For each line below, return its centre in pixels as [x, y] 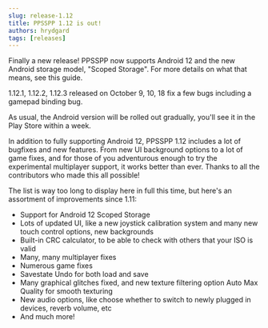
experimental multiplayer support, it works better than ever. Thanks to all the [134, 167]
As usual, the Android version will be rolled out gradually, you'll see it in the [132, 118]
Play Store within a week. [50, 126]
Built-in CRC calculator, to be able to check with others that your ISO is [136, 240]
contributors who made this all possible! [74, 175]
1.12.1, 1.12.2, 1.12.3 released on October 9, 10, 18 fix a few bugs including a [130, 94]
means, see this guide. [46, 78]
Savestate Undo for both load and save [84, 274]
